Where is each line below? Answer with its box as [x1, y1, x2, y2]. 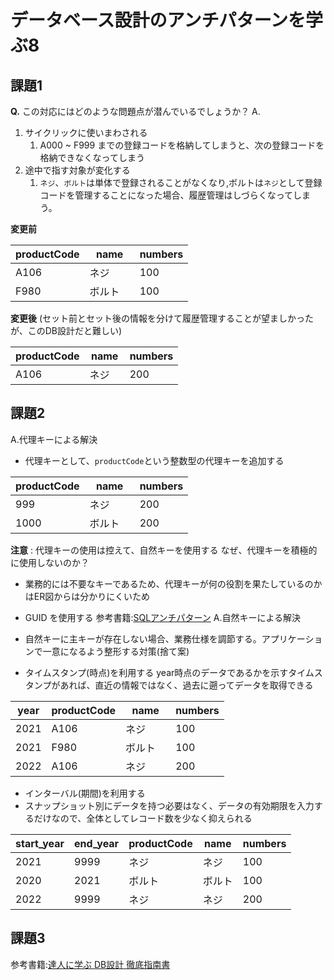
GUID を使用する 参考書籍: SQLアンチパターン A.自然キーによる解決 [24, 611, 301, 623]
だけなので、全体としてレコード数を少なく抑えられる [33, 812, 253, 824]
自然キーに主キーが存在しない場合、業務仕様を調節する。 [24, 632, 262, 645]
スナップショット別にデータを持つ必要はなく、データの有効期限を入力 [24, 799, 315, 811]
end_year [74, 836, 120, 850]
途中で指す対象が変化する [24, 164, 131, 176]
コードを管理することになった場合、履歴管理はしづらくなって [39, 189, 294, 201]
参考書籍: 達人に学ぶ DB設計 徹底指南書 [10, 958, 171, 970]
